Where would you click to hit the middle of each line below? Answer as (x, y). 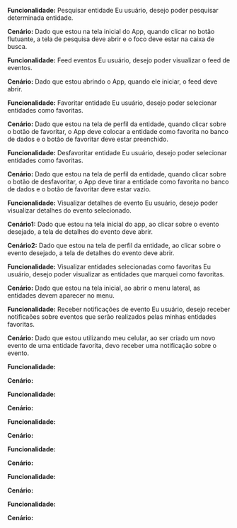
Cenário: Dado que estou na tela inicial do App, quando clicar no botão (111, 32)
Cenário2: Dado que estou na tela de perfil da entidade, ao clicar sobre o (114, 245)
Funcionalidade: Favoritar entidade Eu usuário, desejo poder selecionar (112, 103)
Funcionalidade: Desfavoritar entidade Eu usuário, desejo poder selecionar (117, 153)
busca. (17, 46)
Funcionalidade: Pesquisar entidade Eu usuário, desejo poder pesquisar (113, 10)
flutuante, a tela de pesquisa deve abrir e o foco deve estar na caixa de (111, 39)
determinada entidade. (40, 18)
